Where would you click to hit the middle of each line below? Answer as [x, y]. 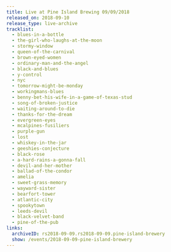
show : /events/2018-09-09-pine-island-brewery [72, 239]
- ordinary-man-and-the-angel [50, 63]
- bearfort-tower [34, 194]
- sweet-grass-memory [39, 183]
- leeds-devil [30, 211]
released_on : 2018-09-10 [38, 18]
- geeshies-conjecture [41, 148]
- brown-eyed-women [37, 57]
